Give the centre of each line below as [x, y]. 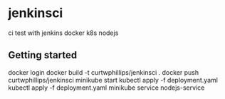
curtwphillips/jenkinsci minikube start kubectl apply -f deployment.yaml [113, 80]
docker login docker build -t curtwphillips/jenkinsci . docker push [103, 72]
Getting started [43, 55]
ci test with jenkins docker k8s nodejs [63, 33]
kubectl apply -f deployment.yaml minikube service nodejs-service [106, 88]
